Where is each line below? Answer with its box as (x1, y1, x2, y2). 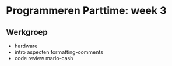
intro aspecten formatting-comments (14, 49, 104, 56)
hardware (14, 42, 38, 49)
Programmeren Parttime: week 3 (6, 4, 167, 17)
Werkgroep (6, 27, 48, 37)
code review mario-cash (14, 55, 73, 61)
